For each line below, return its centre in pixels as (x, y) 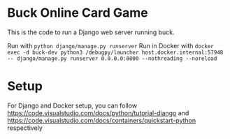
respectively (25, 128)
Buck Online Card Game (78, 13)
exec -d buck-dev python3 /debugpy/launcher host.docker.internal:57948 (115, 52)
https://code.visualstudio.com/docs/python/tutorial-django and (98, 112)
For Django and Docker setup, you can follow (72, 105)
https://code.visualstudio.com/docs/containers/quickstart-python (102, 120)
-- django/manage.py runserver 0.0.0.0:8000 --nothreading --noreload (112, 58)
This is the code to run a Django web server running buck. (91, 32)
